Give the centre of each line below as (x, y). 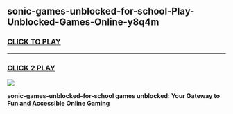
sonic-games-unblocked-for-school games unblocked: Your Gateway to (114, 95)
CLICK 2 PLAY (31, 68)
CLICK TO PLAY (34, 42)
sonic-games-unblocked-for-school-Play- (101, 11)
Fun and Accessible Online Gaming (59, 103)
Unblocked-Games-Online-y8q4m (83, 22)
